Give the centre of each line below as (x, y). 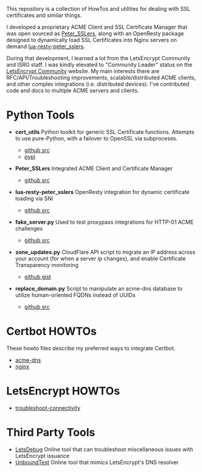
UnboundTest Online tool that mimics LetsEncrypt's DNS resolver (97, 462)
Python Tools (40, 115)
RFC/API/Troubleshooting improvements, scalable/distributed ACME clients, (101, 78)
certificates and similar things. (44, 15)
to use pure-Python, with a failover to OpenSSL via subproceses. (96, 138)
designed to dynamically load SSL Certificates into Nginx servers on (92, 40)
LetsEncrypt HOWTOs (63, 391)
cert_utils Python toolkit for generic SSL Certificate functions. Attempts (105, 132)
